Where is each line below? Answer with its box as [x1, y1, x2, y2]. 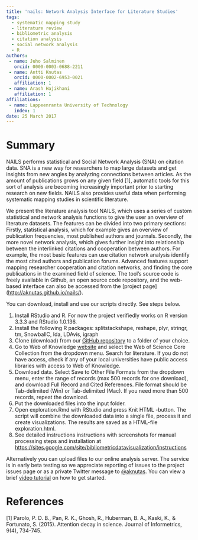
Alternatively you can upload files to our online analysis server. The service [6, 455, 189, 463]
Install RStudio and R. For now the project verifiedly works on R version [14, 312, 188, 319]
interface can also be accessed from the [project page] [22, 283, 157, 290]
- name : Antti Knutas [8, 69, 62, 75]
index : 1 [14, 108, 35, 114]
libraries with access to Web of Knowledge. [14, 362, 121, 370]
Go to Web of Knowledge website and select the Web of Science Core [14, 344, 186, 351]
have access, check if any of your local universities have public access [14, 356, 188, 363]
